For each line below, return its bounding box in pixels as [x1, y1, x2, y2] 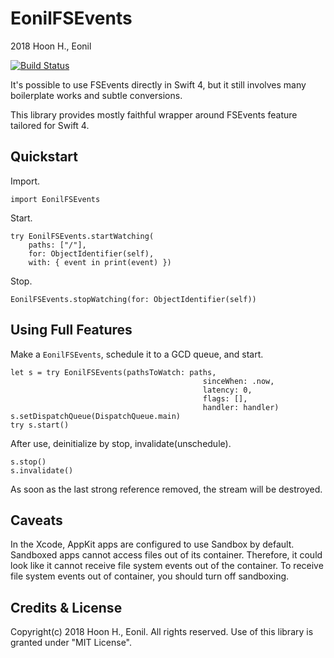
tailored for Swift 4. [10, 119, 90, 131]
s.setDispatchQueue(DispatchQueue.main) [10, 411, 182, 421]
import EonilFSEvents [10, 194, 101, 204]
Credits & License [10, 599, 123, 616]
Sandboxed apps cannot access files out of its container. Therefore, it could [10, 549, 323, 561]
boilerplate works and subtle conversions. [10, 89, 183, 101]
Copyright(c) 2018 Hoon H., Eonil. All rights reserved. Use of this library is [10, 626, 314, 638]
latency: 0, [202, 385, 253, 395]
